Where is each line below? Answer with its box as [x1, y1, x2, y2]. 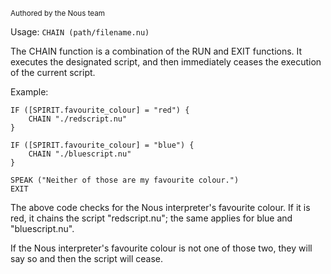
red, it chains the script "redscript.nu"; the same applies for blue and [10, 212, 293, 224]
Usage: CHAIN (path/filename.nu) [10, 26, 150, 38]
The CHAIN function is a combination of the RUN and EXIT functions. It [10, 45, 303, 57]
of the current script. [10, 67, 96, 78]
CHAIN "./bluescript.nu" [28, 149, 132, 159]
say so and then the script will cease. [10, 253, 163, 264]
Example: [10, 86, 49, 98]
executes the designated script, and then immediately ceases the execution [10, 56, 322, 68]
